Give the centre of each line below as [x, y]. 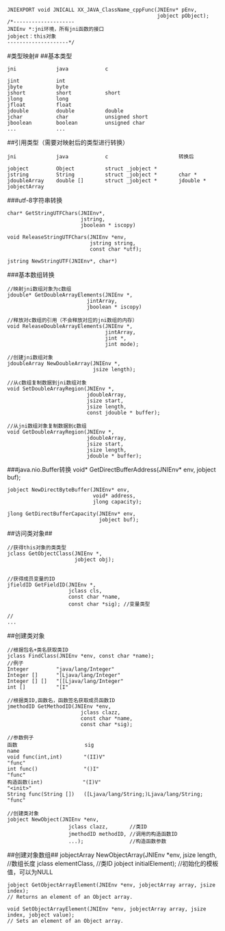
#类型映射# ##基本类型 [40, 56]
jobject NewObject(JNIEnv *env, [53, 819]
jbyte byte [38, 87]
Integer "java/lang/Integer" [61, 669]
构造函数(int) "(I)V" [54, 782]
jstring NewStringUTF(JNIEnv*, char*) [62, 261]
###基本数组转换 [31, 275]
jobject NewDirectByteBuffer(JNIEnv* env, [68, 490]
